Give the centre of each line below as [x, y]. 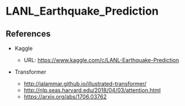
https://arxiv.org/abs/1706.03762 [65, 97]
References [28, 34]
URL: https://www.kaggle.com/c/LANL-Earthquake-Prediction [101, 60]
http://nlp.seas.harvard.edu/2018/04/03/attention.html [92, 90]
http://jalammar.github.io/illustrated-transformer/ [85, 84]
